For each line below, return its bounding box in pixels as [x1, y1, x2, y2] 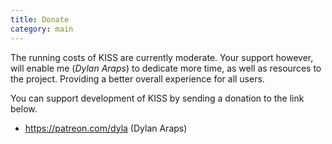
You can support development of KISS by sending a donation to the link [10, 92, 305, 104]
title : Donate [10, 14, 70, 25]
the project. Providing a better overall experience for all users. [10, 72, 265, 85]
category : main [10, 24, 74, 34]
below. [10, 102, 38, 115]
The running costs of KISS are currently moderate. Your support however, [10, 51, 314, 63]
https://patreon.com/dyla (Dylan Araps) [24, 122, 188, 134]
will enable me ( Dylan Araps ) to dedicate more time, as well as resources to [10, 62, 322, 74]
